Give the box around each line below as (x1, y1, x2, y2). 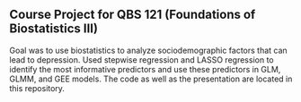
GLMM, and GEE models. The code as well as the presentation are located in (9, 73, 293, 84)
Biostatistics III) (9, 21, 99, 37)
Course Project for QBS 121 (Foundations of (9, 7, 256, 22)
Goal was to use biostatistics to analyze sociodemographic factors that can (9, 45, 288, 55)
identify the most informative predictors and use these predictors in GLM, (9, 64, 281, 74)
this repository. (9, 82, 66, 93)
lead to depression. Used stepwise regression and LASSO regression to (9, 54, 274, 65)
